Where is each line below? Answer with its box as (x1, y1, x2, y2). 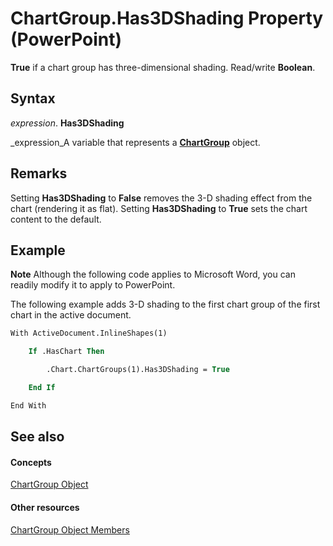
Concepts (10, 456, 52, 468)
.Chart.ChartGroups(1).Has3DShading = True (46, 365, 230, 375)
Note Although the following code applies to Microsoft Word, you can (10, 268, 296, 281)
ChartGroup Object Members (10, 523, 130, 536)
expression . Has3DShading (10, 117, 125, 129)
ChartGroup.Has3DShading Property (10, 7, 324, 30)
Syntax (10, 90, 56, 107)
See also (10, 428, 65, 446)
